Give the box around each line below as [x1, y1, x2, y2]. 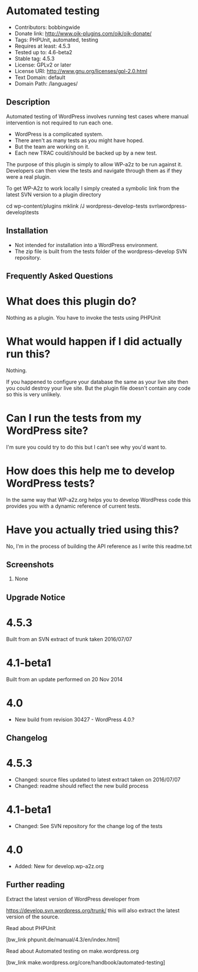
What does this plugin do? [6, 295, 137, 308]
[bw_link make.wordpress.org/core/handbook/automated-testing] [6, 958, 166, 966]
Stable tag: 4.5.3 [14, 55, 55, 62]
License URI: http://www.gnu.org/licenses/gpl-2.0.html [14, 67, 147, 74]
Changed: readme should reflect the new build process [14, 782, 149, 789]
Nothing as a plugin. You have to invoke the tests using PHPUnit [6, 314, 161, 321]
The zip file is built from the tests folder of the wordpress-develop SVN [14, 248, 187, 255]
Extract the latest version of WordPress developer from [6, 895, 140, 902]
